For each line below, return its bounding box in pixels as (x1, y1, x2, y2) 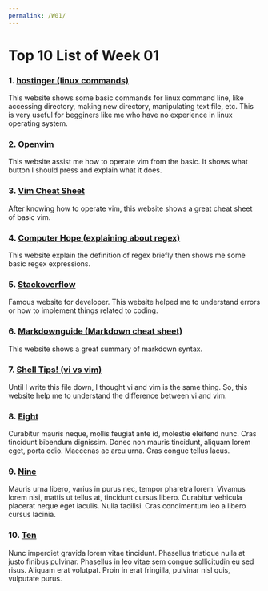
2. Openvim (8, 139, 54, 150)
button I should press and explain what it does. (8, 165, 162, 175)
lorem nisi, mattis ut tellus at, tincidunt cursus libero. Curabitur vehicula (8, 492, 242, 502)
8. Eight (8, 411, 39, 422)
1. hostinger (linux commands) (8, 75, 130, 86)
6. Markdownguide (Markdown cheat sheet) (8, 326, 182, 337)
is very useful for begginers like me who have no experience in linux (8, 110, 234, 120)
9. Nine (8, 466, 37, 477)
